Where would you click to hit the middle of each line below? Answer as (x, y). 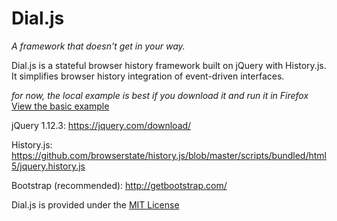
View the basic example (60, 106)
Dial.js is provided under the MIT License (95, 204)
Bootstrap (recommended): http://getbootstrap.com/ (119, 185)
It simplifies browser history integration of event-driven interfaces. (148, 76)
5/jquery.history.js (48, 166)
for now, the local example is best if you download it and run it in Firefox (160, 95)
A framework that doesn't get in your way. (98, 46)
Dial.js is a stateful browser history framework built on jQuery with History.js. (169, 65)
